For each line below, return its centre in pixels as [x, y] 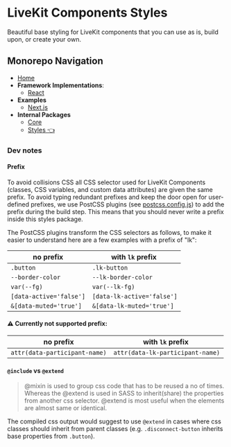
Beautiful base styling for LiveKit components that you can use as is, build [113, 32]
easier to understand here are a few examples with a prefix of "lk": [102, 240]
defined [18, 204]
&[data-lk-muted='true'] [133, 306]
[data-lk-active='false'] [135, 296]
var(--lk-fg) [113, 287]
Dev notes [25, 150]
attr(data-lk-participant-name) [167, 353]
